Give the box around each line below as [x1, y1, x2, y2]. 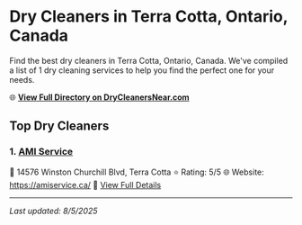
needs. [9, 74, 35, 85]
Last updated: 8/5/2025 [9, 205, 98, 216]
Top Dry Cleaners [9, 119, 110, 134]
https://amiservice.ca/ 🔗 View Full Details [9, 179, 162, 190]
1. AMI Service [9, 146, 74, 158]
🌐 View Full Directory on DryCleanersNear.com [9, 92, 191, 103]
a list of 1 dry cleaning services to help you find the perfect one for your [9, 65, 275, 76]
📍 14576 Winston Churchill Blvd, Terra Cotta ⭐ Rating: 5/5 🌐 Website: [9, 166, 265, 177]
